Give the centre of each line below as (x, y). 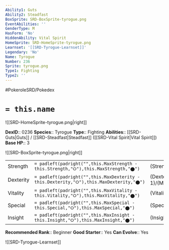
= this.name (30, 109)
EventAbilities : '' (26, 24)
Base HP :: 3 (18, 143)
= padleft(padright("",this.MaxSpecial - (84, 203)
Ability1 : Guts (21, 10)
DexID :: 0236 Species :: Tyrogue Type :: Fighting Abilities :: (66, 132)
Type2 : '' (16, 76)
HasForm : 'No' (20, 33)
